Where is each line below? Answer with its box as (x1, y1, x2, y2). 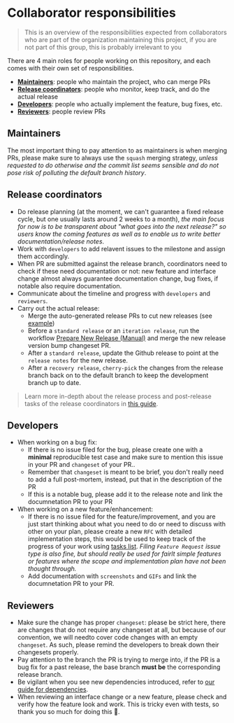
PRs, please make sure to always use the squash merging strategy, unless (7, 153, 218, 162)
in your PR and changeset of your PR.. (27, 461, 136, 469)
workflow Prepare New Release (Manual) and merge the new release (27, 334, 226, 342)
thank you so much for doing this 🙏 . (17, 708, 120, 716)
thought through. (27, 565, 77, 573)
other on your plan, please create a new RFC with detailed (27, 527, 192, 536)
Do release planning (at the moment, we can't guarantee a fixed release (17, 207, 224, 216)
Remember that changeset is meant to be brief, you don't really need (27, 468, 224, 477)
